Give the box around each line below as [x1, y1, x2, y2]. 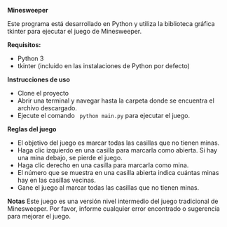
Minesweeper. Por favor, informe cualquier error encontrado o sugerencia [7, 205, 221, 213]
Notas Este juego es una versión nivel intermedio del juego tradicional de [7, 197, 219, 205]
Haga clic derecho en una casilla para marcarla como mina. [17, 161, 189, 169]
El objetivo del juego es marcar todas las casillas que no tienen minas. [17, 138, 220, 147]
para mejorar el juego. [7, 212, 71, 220]
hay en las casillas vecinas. [17, 176, 96, 184]
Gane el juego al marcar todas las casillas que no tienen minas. [17, 183, 200, 192]
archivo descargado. [17, 104, 77, 112]
